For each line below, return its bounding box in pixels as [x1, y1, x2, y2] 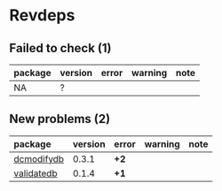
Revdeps [9, 5, 75, 26]
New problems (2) [9, 111, 111, 126]
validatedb [13, 167, 58, 180]
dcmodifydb [13, 152, 65, 164]
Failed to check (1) [9, 41, 112, 56]
